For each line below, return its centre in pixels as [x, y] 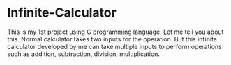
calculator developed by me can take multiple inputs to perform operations [114, 46]
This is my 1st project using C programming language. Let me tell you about [115, 32]
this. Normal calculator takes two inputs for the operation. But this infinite [112, 39]
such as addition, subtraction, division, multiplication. [84, 54]
